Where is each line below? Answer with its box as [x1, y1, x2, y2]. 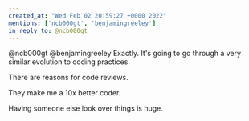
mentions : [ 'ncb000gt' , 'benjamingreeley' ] [8, 19, 157, 27]
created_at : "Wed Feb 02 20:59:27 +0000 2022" [8, 11, 167, 20]
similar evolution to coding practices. [8, 57, 131, 67]
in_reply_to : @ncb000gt [8, 26, 88, 34]
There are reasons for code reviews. [8, 73, 129, 83]
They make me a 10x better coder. [8, 88, 121, 98]
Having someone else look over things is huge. [8, 103, 163, 113]
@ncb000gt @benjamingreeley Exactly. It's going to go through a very [8, 49, 242, 58]
